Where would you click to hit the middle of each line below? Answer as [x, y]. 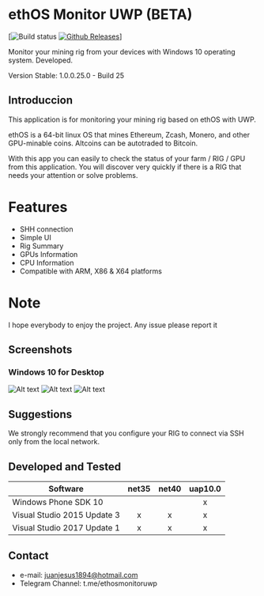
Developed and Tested [64, 467]
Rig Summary [41, 246]
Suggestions [40, 414]
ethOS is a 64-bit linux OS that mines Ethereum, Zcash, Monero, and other [129, 134]
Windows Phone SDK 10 [58, 502]
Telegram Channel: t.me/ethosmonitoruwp [89, 583]
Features [38, 207]
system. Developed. [41, 60]
